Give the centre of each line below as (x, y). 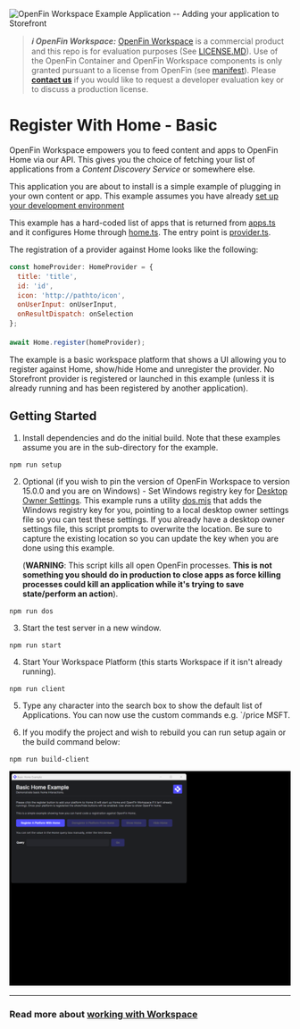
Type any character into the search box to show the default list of (142, 705)
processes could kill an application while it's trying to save (133, 584)
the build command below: (71, 741)
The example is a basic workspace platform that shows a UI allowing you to (148, 359)
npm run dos (31, 611)
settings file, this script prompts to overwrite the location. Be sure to (147, 528)
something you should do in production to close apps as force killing (151, 574)
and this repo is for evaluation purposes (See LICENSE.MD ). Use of (154, 51)
